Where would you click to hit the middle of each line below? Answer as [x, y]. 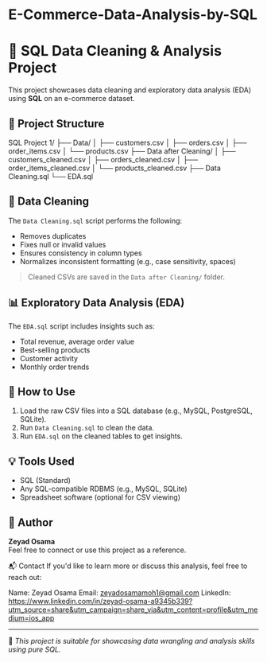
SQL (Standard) [45, 481]
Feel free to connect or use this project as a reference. [97, 550]
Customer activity [48, 358]
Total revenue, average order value [77, 341]
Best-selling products [55, 350]
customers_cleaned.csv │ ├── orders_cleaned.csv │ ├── [103, 159]
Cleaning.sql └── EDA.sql [51, 176]
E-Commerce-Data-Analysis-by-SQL [133, 15]
